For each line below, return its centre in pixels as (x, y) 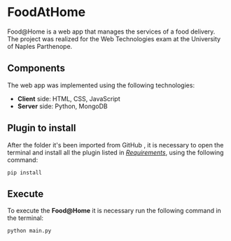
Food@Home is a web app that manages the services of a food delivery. (111, 31)
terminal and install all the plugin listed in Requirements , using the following (115, 152)
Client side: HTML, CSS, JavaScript (69, 98)
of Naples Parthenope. (40, 46)
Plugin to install (42, 128)
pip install (24, 173)
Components (36, 68)
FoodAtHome (47, 12)
